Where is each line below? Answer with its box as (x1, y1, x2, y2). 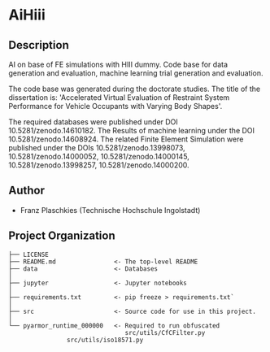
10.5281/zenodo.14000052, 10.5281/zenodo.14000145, (8, 152, 189, 161)
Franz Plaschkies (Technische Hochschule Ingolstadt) (20, 205, 201, 215)
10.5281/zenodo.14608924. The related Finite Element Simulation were (8, 134, 244, 144)
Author (8, 184, 45, 198)
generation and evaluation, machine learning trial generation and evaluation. (8, 68, 263, 78)
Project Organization (8, 229, 115, 243)
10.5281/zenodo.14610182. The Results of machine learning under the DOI (8, 126, 255, 135)
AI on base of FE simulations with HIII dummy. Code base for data (8, 59, 229, 69)
